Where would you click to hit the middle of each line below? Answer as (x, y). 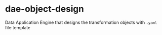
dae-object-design (44, 9)
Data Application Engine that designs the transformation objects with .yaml (81, 22)
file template (18, 27)
